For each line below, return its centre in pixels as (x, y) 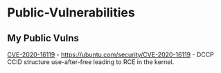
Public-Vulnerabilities (71, 13)
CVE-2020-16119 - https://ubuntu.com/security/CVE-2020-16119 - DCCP (111, 54)
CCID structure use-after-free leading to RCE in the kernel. (91, 62)
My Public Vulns (43, 38)
